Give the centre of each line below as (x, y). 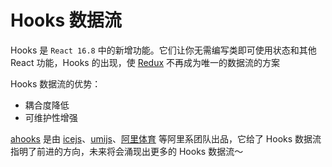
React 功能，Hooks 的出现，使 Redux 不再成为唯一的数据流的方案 (145, 62)
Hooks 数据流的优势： (56, 83)
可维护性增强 (51, 117)
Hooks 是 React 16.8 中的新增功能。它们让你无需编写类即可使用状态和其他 (163, 50)
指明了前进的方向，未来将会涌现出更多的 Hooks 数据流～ (127, 151)
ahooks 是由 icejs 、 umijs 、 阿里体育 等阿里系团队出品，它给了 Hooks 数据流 (166, 138)
